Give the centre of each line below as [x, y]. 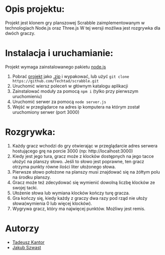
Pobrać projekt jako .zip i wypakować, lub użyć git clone [71, 76]
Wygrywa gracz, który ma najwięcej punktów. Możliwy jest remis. [79, 209]
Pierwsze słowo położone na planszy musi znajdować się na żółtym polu [86, 172]
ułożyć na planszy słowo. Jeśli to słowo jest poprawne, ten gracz [78, 161]
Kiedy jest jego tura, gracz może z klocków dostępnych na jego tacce [83, 156]
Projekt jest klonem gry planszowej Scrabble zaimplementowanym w [75, 23]
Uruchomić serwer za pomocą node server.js [59, 102]
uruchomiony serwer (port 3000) [46, 112]
